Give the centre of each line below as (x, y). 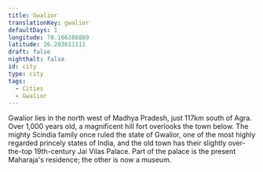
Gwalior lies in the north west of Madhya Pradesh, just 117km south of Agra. (130, 118)
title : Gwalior (33, 15)
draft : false (29, 52)
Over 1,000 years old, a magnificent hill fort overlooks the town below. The (128, 126)
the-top (20, 152)
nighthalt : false (37, 60)
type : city (26, 74)
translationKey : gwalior (49, 23)
